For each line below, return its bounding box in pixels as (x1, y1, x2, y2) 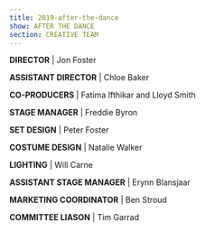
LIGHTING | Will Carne (9, 160, 93, 171)
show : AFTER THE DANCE (9, 22, 95, 31)
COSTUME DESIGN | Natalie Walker (9, 142, 143, 153)
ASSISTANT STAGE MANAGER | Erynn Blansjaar (9, 177, 191, 188)
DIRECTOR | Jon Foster (9, 55, 97, 66)
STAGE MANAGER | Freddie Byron (9, 107, 138, 118)
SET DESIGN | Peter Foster (9, 125, 109, 135)
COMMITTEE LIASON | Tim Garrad (9, 212, 140, 223)
